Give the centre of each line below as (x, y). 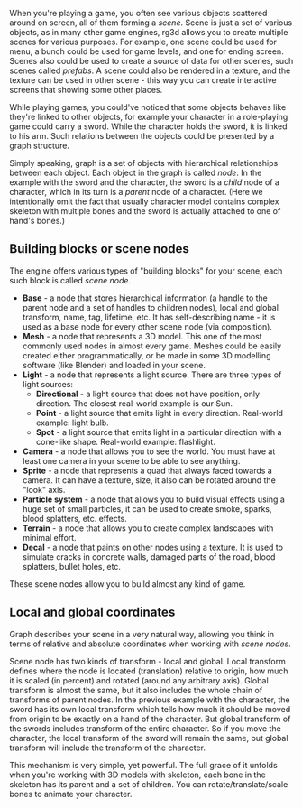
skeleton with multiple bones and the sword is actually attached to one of (145, 211)
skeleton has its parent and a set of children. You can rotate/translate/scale (149, 784)
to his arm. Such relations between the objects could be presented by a (142, 136)
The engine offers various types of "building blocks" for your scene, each (146, 271)
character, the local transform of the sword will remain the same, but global (149, 738)
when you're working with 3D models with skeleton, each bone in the (137, 775)
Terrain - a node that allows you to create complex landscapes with (148, 528)
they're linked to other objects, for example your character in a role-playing (149, 117)
